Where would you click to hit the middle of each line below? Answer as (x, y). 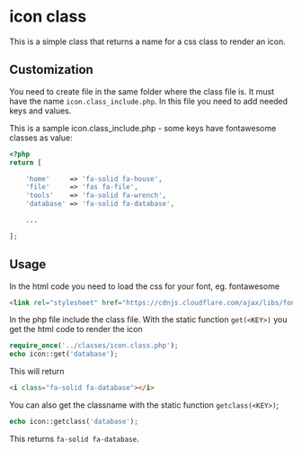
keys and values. (40, 111)
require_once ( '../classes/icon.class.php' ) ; (94, 346)
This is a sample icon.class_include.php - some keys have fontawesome (143, 128)
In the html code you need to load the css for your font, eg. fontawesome (145, 286)
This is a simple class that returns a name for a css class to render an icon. (147, 41)
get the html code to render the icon (76, 329)
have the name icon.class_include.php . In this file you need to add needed (149, 101)
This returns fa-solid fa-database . (74, 438)
